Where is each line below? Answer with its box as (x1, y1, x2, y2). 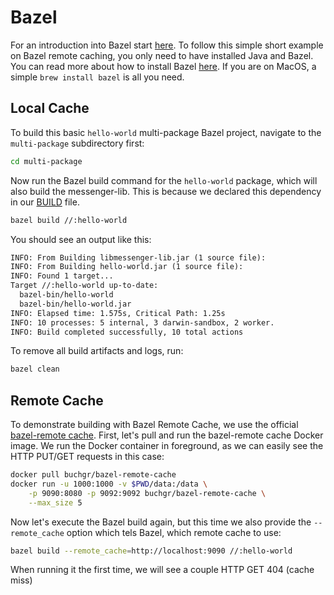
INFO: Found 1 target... (10, 271, 114, 281)
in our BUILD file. (10, 196, 80, 208)
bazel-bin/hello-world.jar (19, 299, 132, 309)
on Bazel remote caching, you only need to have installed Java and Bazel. (10, 49, 314, 61)
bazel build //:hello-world (10, 215, 128, 225)
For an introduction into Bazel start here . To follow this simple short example (10, 39, 324, 51)
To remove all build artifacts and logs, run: (10, 345, 184, 357)
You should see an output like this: (10, 233, 152, 245)
